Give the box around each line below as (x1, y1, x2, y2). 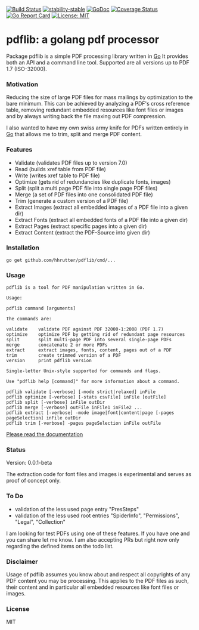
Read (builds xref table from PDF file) (14, 165, 106, 172)
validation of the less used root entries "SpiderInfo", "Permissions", (14, 512, 180, 519)
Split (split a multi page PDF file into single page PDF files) (14, 184, 158, 192)
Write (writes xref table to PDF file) (14, 172, 100, 179)
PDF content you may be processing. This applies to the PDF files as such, (6, 577, 189, 585)
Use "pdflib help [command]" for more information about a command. (6, 379, 180, 385)
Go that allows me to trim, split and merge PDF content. (6, 131, 142, 138)
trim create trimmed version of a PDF (6, 353, 121, 359)
